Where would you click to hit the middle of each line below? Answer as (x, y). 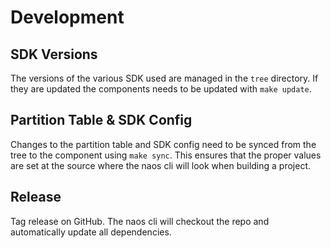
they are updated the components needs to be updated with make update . (161, 89)
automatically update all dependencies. (91, 232)
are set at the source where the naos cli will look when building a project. (160, 165)
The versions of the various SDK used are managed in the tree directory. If (164, 78)
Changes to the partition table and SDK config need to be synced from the (163, 144)
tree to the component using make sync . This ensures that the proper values (166, 155)
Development (67, 17)
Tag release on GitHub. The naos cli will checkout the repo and (140, 221)
